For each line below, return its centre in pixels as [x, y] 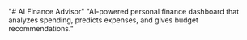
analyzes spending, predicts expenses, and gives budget [103, 20]
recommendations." [41, 28]
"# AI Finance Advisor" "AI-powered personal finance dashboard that [124, 12]
